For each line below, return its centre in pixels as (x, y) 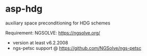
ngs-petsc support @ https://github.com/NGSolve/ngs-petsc (77, 48)
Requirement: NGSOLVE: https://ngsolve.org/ (53, 33)
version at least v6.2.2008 (40, 43)
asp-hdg (24, 9)
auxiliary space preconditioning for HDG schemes (58, 23)
